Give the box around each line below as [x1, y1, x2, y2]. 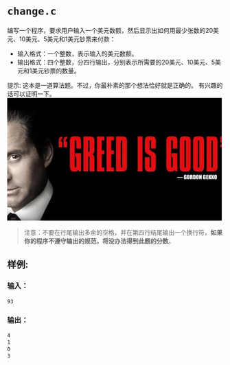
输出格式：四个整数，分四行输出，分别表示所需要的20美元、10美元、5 [16, 58, 215, 66]
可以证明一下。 [12, 89, 56, 98]
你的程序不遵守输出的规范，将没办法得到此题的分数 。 [23, 237, 175, 245]
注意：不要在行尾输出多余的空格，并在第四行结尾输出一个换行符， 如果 [23, 228, 223, 236]
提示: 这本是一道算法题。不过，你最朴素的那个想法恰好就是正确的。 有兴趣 [7, 81, 217, 89]
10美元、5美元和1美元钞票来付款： [19, 34, 116, 43]
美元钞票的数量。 [32, 67, 80, 75]
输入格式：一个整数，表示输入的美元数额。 [16, 49, 138, 58]
